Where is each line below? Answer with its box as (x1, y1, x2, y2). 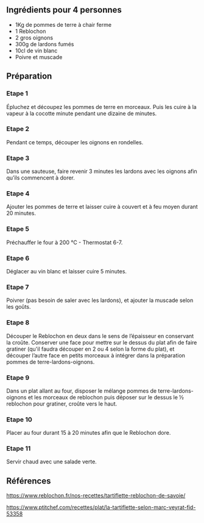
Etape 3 (6, 153, 29, 162)
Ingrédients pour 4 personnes (6, 5, 122, 15)
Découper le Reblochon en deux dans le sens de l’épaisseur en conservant (6, 332, 194, 340)
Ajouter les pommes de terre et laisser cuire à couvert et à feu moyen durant (6, 203, 198, 211)
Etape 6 (6, 254, 30, 262)
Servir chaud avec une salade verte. (6, 458, 97, 465)
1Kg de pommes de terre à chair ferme (15, 21, 111, 28)
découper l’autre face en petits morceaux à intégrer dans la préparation (6, 351, 186, 359)
